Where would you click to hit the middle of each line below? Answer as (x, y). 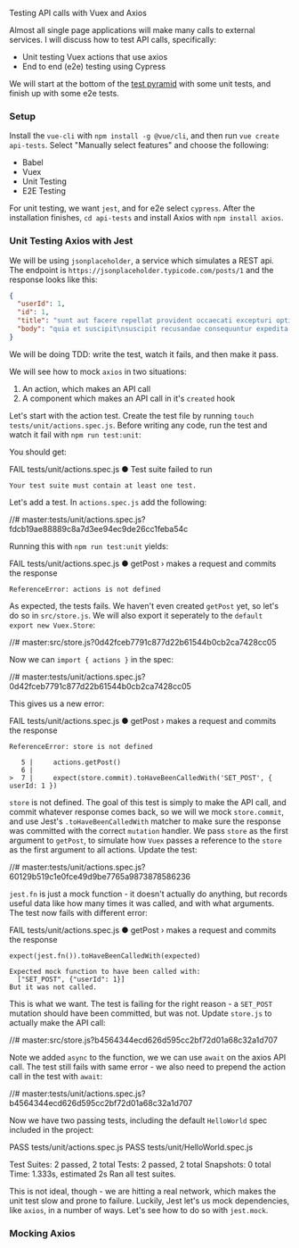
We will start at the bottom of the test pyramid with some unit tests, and (140, 83)
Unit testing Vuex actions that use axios (95, 57)
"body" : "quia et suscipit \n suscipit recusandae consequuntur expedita (153, 329)
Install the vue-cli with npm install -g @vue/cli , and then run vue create (145, 136)
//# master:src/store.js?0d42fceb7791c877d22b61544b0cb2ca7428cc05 (143, 642)
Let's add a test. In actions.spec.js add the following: (108, 502)
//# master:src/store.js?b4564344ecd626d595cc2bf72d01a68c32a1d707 (144, 1040)
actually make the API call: (57, 1022)
